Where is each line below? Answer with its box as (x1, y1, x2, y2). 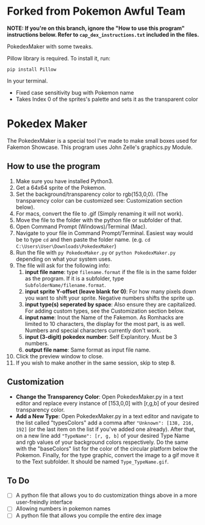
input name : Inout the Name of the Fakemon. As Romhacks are (24, 313, 184, 321)
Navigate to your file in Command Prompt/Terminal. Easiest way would (15, 229, 193, 236)
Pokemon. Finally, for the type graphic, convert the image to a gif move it (15, 451, 200, 458)
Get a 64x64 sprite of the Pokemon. (15, 184, 106, 191)
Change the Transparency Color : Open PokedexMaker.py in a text (15, 393, 184, 400)
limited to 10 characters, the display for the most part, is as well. (24, 320, 185, 327)
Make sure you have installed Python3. (15, 177, 113, 184)
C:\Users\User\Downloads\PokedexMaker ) (15, 242, 117, 250)
